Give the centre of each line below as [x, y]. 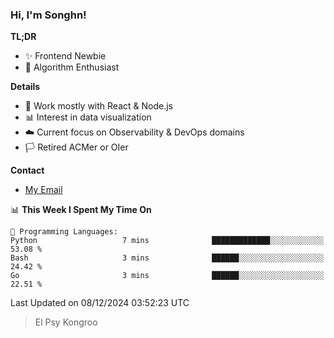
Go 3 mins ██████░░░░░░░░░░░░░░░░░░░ [167, 276]
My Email [43, 190]
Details [25, 87]
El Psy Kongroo [66, 322]
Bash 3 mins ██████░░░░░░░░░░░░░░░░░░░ [167, 258]
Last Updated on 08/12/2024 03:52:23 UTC [100, 303]
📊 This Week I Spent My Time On [81, 210]
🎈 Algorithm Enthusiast [72, 67]
